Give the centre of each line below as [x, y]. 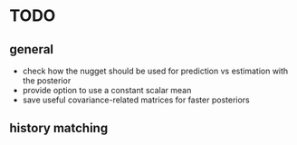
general [32, 49]
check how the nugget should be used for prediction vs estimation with [155, 71]
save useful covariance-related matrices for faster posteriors [136, 100]
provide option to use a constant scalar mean [107, 90]
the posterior [47, 81]
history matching [59, 128]
